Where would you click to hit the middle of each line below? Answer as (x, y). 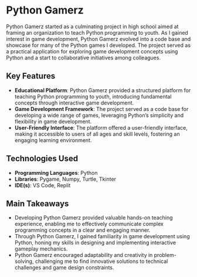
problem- (165, 255)
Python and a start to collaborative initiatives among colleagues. (84, 58)
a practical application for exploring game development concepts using (92, 51)
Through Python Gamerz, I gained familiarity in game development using (102, 237)
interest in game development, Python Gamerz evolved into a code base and (98, 39)
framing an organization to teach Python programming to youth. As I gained (97, 32)
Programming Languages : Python (56, 173)
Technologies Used (42, 159)
